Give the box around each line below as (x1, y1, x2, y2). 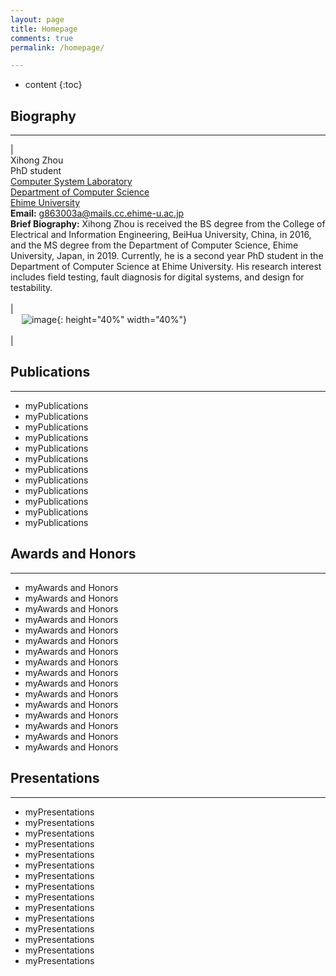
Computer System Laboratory (10, 176, 133, 188)
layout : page (10, 14, 65, 25)
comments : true (10, 33, 74, 43)
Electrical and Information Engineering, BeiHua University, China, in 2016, (10, 229, 312, 241)
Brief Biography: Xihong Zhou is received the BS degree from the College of (10, 218, 326, 230)
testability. (10, 282, 53, 294)
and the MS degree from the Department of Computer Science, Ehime (10, 239, 299, 251)
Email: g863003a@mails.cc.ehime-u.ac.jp (10, 207, 185, 220)
